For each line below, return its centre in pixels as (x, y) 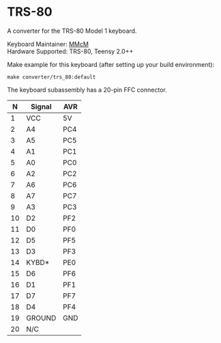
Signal (41, 107)
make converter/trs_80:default (51, 77)
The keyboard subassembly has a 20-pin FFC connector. (87, 90)
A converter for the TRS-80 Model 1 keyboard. (72, 31)
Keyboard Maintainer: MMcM (48, 44)
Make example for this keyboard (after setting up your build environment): (111, 64)
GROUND (41, 318)
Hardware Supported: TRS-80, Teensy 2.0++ (70, 51)
